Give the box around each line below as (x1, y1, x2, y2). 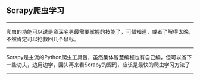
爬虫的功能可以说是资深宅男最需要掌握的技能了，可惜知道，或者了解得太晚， (6, 28, 194, 35)
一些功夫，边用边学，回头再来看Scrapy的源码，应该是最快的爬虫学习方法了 (6, 61, 190, 68)
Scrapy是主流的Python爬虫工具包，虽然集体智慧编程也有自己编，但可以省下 (6, 53, 192, 60)
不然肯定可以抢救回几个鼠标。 (6, 35, 79, 43)
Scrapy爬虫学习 (6, 5, 65, 16)
